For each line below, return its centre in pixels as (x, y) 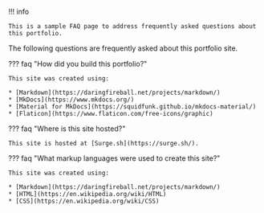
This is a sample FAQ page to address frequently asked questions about (132, 27)
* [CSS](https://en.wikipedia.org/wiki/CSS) (84, 201)
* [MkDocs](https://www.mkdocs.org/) (71, 100)
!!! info (19, 12)
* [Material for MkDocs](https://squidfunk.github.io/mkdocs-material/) (132, 107)
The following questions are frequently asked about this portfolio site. (123, 48)
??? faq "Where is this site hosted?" (67, 129)
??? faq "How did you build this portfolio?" (78, 64)
